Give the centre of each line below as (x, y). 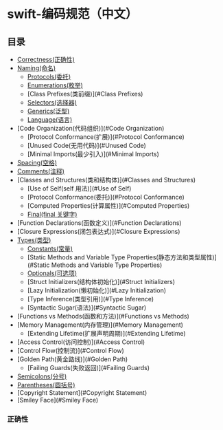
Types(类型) (34, 240)
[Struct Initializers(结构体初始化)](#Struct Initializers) (101, 282)
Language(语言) (50, 120)
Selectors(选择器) (52, 103)
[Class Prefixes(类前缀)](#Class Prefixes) (85, 94)
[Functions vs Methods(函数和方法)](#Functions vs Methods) (103, 316)
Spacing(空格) (37, 163)
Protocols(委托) (49, 77)
